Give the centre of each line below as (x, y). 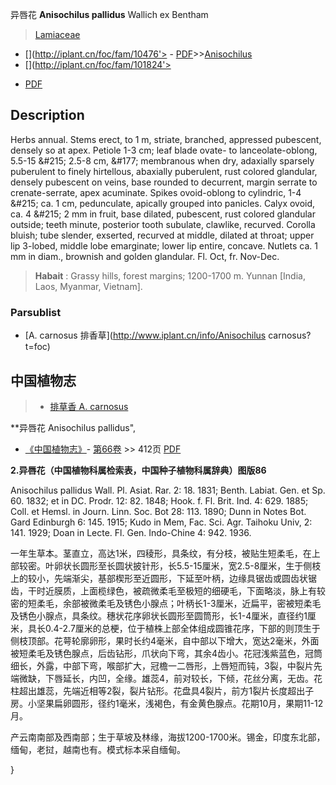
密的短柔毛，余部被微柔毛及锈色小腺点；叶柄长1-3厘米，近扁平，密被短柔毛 (166, 603)
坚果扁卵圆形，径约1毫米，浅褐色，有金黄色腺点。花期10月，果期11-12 (180, 703)
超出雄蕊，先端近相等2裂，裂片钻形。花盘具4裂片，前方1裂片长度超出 (162, 690)
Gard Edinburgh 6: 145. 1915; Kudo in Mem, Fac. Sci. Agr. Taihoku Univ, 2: (161, 522)
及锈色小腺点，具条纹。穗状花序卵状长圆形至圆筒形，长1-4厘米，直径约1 (159, 615)
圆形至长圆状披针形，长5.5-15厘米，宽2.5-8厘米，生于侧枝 (200, 565)
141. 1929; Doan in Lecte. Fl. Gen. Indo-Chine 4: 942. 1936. (131, 532)
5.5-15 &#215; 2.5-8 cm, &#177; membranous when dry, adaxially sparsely (162, 160)
